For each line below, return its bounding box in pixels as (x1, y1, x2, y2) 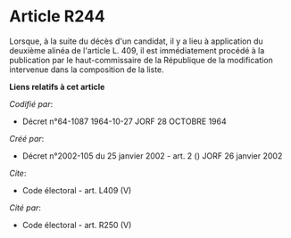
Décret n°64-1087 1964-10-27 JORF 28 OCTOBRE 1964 (21, 116, 227, 127)
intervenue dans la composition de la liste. (9, 64, 165, 75)
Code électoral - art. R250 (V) (21, 219, 132, 230)
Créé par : (9, 133, 45, 144)
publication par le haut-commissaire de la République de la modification (9, 54, 274, 65)
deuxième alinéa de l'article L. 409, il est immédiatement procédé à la (9, 45, 265, 55)
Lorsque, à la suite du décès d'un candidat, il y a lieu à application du (9, 36, 263, 46)
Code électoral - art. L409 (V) (21, 185, 132, 195)
